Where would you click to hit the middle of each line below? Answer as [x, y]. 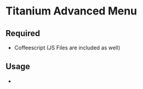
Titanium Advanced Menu [71, 11]
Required [23, 33]
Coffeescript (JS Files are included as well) [67, 48]
